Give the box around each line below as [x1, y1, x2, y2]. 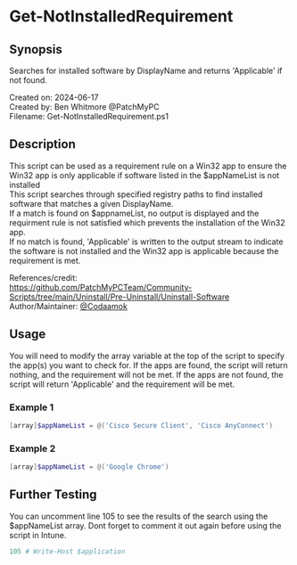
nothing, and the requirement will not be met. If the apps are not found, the [9, 369, 284, 380]
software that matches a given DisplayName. [9, 198, 174, 209]
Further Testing [9, 487, 97, 503]
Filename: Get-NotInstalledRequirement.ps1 [9, 111, 169, 121]
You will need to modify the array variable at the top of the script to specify [9, 350, 285, 361]
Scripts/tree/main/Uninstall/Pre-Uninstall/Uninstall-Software [9, 291, 230, 302]
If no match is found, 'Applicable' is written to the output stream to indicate [9, 236, 284, 247]
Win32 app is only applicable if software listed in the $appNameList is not [9, 169, 280, 180]
